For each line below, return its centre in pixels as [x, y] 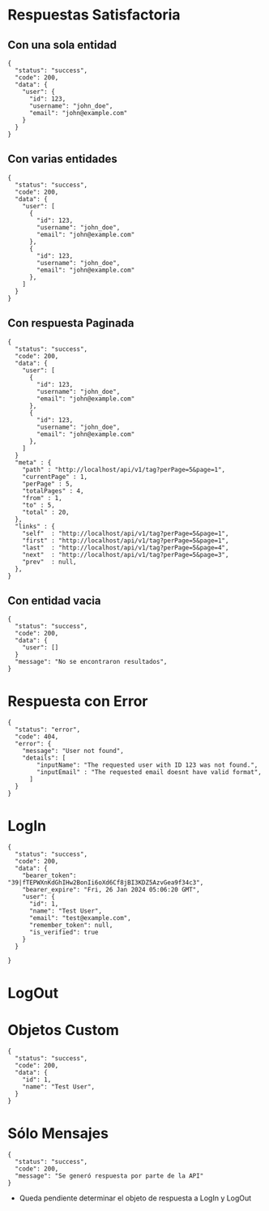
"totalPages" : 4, [53, 491]
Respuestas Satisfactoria [94, 15]
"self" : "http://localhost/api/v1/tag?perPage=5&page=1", [126, 533]
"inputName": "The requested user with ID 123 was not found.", [147, 765]
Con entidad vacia [54, 601]
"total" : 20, [46, 512]
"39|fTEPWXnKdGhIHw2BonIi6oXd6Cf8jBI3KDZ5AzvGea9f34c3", [106, 883]
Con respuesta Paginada [71, 323]
